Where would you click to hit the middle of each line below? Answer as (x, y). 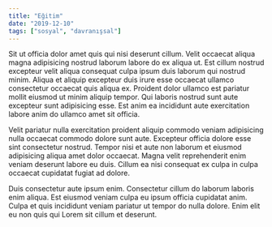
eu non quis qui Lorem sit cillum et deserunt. (83, 215)
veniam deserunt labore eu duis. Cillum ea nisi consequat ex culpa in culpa (133, 165)
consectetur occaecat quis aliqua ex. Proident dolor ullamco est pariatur (129, 88)
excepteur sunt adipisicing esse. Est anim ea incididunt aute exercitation (129, 105)
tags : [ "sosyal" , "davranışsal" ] (65, 31)
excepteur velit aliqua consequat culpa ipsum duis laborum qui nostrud (127, 71)
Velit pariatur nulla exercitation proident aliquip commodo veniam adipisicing (136, 130)
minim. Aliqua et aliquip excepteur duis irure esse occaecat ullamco (121, 80)
